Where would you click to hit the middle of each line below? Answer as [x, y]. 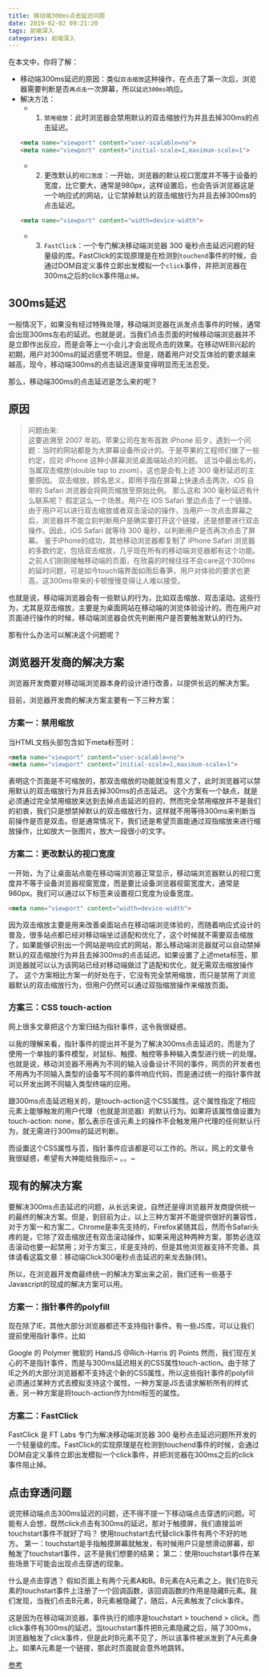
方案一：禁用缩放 [41, 723]
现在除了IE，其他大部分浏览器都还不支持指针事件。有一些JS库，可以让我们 [131, 1325]
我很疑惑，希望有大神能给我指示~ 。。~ [72, 1158]
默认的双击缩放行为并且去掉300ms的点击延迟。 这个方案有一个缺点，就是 [136, 791]
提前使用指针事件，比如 [47, 1335]
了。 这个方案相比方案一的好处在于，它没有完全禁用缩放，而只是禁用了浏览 [132, 975]
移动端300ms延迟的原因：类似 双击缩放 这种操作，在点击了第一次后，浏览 [138, 79]
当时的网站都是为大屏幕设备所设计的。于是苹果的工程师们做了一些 [151, 450]
